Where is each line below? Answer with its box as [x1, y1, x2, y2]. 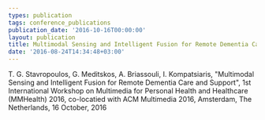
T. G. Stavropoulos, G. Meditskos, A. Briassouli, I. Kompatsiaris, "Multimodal [8, 70, 255, 78]
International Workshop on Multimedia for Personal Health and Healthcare [8, 86, 248, 95]
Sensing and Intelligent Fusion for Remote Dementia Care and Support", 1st [8, 78, 252, 87]
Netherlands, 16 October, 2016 [8, 103, 107, 112]
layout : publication [8, 33, 77, 42]
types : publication [8, 11, 73, 20]
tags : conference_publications [8, 19, 111, 27]
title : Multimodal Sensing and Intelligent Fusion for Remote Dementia [8, 41, 248, 49]
